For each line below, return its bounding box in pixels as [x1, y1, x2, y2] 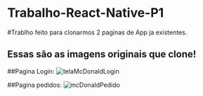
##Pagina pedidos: [7, 81, 62, 89]
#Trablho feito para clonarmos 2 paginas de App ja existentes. [7, 28, 188, 36]
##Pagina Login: [7, 67, 55, 75]
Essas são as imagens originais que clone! [7, 48, 197, 60]
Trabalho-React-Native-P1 [7, 5, 164, 21]
